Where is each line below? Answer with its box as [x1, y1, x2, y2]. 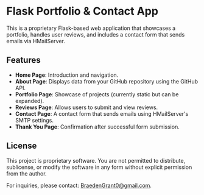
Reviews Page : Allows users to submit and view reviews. [15, 104, 158, 111]
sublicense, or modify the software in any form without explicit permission [6, 163, 192, 171]
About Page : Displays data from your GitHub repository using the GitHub [15, 77, 199, 85]
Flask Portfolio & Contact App [6, 4, 158, 18]
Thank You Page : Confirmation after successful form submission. [15, 123, 180, 130]
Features [6, 55, 41, 65]
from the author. [6, 169, 47, 177]
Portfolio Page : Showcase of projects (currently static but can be [15, 90, 179, 98]
